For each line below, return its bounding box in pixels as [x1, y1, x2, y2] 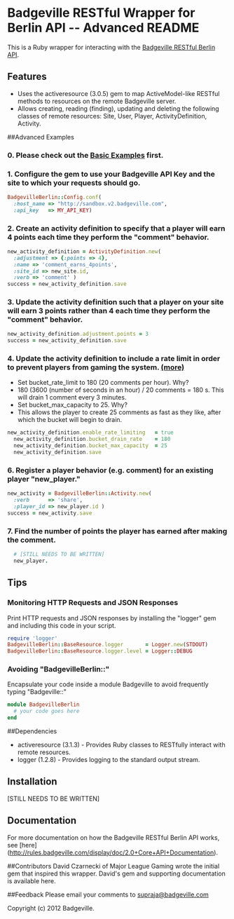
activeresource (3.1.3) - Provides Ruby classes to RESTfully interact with [17, 741, 226, 749]
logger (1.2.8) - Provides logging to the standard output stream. [17, 756, 200, 764]
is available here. [7, 876, 56, 885]
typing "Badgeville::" [7, 688, 67, 696]
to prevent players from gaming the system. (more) [7, 362, 184, 372]
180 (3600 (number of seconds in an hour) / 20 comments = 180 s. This [17, 386, 224, 394]
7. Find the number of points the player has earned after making [7, 526, 228, 536]
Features [7, 71, 47, 83]
